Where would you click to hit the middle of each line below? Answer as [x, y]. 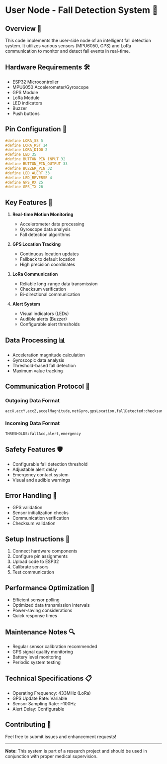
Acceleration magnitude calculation [49, 355]
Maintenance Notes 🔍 [40, 632]
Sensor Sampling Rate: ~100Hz [44, 703]
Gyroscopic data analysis [38, 360]
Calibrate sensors [30, 567]
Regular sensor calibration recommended [55, 646]
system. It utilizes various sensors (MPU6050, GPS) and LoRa [68, 46]
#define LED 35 [21, 155]
